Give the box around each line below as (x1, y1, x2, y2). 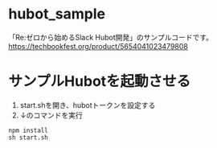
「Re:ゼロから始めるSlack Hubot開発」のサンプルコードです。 (8, 32, 213, 42)
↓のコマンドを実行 (19, 110, 83, 120)
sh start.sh (8, 134, 48, 142)
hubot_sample (8, 5, 106, 23)
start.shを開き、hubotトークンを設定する (19, 100, 156, 109)
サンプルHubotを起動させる (8, 72, 191, 91)
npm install (8, 126, 48, 134)
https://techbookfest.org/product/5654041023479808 (8, 41, 189, 51)
